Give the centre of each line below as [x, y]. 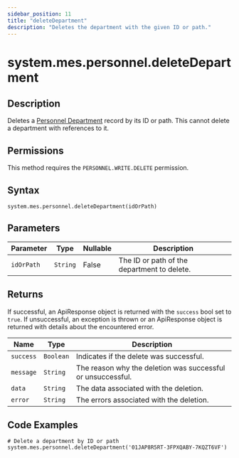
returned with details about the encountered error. [81, 326]
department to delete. [155, 269]
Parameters [34, 228]
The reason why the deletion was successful [150, 368]
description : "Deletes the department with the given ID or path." [110, 27]
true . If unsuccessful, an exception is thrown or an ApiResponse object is [115, 319]
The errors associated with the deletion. [142, 400]
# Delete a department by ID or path [63, 442]
